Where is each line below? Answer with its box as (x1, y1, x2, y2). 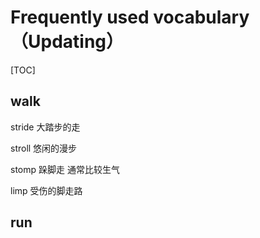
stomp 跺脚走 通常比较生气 (10, 163, 120, 175)
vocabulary (153, 6, 250, 29)
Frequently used (10, 6, 150, 29)
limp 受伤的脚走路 (10, 184, 83, 196)
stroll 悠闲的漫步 (10, 142, 78, 154)
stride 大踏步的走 (10, 121, 81, 133)
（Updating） (10, 31, 125, 53)
